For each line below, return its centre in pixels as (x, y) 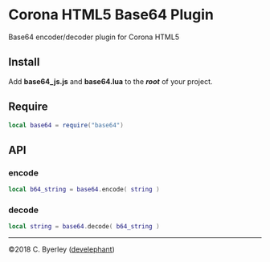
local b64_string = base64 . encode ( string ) (84, 190)
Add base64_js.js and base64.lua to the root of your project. (110, 81)
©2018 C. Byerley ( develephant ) (61, 249)
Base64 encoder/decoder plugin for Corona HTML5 (94, 37)
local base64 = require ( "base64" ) (66, 125)
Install (24, 62)
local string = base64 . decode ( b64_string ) (84, 227)
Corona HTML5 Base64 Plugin (111, 15)
